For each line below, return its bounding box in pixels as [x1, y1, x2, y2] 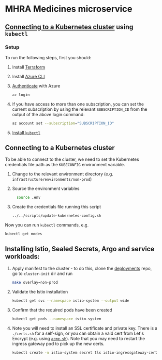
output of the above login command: [12, 111, 85, 117]
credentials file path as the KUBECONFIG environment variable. [5, 162, 125, 168]
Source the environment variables [12, 186, 80, 191]
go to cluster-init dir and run [12, 271, 73, 276]
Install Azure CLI [12, 73, 45, 79]
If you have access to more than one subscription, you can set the [12, 101, 144, 107]
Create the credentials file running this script [12, 204, 101, 210]
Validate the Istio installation [12, 289, 68, 294]
